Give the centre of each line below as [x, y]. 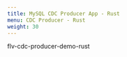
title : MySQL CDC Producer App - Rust [63, 14]
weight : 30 [23, 26]
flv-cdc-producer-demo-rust [48, 47]
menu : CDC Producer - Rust [46, 20]
